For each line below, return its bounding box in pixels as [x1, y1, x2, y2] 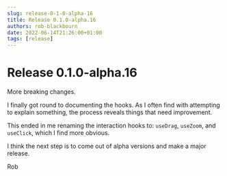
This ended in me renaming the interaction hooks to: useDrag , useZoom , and [7, 121, 217, 130]
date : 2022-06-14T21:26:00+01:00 [7, 29, 103, 36]
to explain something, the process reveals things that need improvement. [7, 108, 213, 116]
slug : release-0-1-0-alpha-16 [7, 10, 94, 17]
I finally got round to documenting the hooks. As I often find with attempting [7, 101, 220, 110]
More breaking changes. [7, 88, 77, 96]
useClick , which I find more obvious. [7, 129, 110, 137]
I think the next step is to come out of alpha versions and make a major [7, 142, 206, 151]
